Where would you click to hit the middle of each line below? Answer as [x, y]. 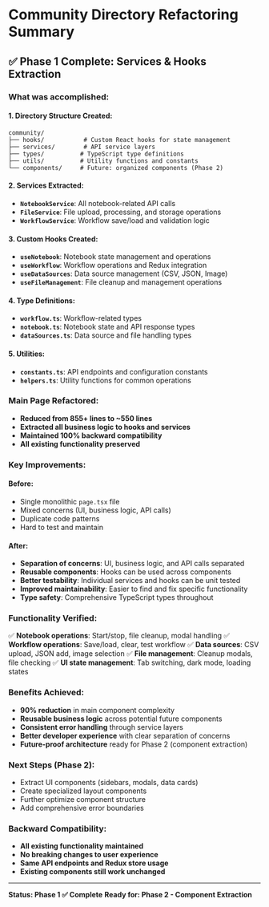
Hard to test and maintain [62, 527]
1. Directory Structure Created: [60, 116]
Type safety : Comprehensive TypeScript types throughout [116, 597]
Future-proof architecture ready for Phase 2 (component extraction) [134, 744]
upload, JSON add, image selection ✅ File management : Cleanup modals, [131, 654]
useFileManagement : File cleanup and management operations [121, 282]
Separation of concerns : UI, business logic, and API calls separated [132, 564]
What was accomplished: [59, 96]
